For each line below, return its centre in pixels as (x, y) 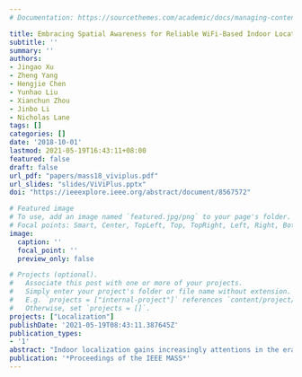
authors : (26, 59)
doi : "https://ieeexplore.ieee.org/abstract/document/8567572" (130, 193)
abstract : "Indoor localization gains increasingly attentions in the (144, 350)
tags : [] (26, 126)
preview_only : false (56, 259)
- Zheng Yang (34, 76)
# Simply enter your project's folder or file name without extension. (151, 292)
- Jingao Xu (31, 67)
